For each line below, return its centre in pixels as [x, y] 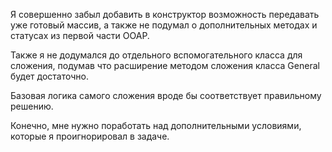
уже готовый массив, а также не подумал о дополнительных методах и [164, 25]
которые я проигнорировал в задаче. [90, 136]
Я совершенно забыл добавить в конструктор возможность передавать [165, 14]
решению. [32, 106]
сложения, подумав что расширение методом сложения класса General [165, 65]
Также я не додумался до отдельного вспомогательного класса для [156, 55]
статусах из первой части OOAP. [80, 35]
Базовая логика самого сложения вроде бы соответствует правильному [166, 95]
